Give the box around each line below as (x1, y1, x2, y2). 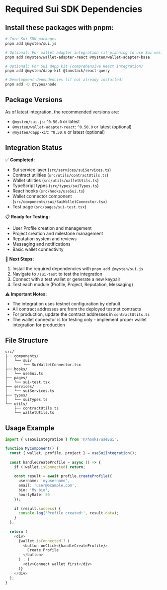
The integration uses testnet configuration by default (12, 300, 121, 306)
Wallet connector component (12, 193, 72, 199)
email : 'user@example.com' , (18, 483, 77, 488)
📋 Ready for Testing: (5, 213, 50, 219)
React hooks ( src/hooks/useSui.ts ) (12, 188, 85, 194)
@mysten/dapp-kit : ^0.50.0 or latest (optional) (12, 129, 105, 135)
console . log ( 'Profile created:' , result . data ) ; (18, 511, 119, 516)
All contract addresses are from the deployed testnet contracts (12, 306, 142, 312)
